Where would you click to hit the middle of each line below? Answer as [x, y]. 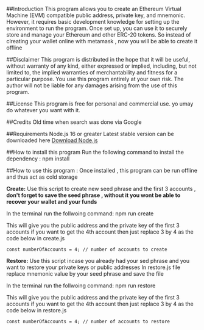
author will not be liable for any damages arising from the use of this [92, 85]
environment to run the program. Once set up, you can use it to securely [97, 28]
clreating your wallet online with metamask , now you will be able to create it [102, 41]
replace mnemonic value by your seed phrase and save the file [85, 274]
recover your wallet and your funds [52, 202]
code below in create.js [36, 238]
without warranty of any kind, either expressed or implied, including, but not [101, 66]
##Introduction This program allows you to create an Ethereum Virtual [94, 9]
